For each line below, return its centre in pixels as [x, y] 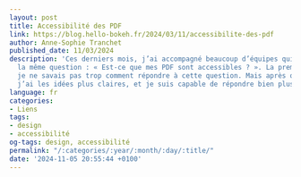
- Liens [24, 109]
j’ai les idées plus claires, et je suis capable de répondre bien [146, 84]
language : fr [34, 92]
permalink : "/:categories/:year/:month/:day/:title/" [112, 150]
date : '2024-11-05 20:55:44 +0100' [76, 159]
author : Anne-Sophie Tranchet [66, 42]
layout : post [34, 17]
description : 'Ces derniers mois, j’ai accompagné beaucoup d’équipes [144, 59]
